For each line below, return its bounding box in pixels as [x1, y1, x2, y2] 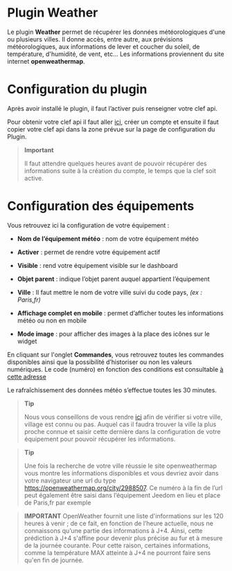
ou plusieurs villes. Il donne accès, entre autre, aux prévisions [7, 35, 184, 43]
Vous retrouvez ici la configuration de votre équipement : [7, 221, 170, 229]
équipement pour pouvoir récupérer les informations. [24, 435, 176, 443]
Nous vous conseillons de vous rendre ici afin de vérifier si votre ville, [24, 413, 223, 421]
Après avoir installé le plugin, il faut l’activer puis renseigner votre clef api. [7, 104, 218, 112]
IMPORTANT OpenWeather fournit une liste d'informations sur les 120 [24, 511, 224, 520]
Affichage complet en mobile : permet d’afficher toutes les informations [17, 309, 224, 317]
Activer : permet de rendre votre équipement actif [17, 248, 161, 256]
